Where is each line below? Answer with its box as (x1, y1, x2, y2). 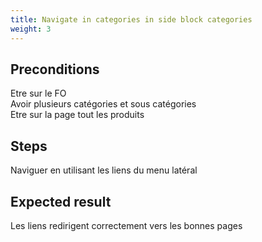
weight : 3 (10, 24, 52, 34)
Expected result (10, 193, 112, 210)
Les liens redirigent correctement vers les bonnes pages (10, 219, 243, 231)
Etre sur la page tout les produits (10, 109, 145, 121)
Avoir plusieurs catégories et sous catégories (10, 98, 197, 110)
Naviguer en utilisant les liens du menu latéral (10, 164, 198, 176)
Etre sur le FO (10, 87, 67, 100)
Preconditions (10, 61, 100, 78)
